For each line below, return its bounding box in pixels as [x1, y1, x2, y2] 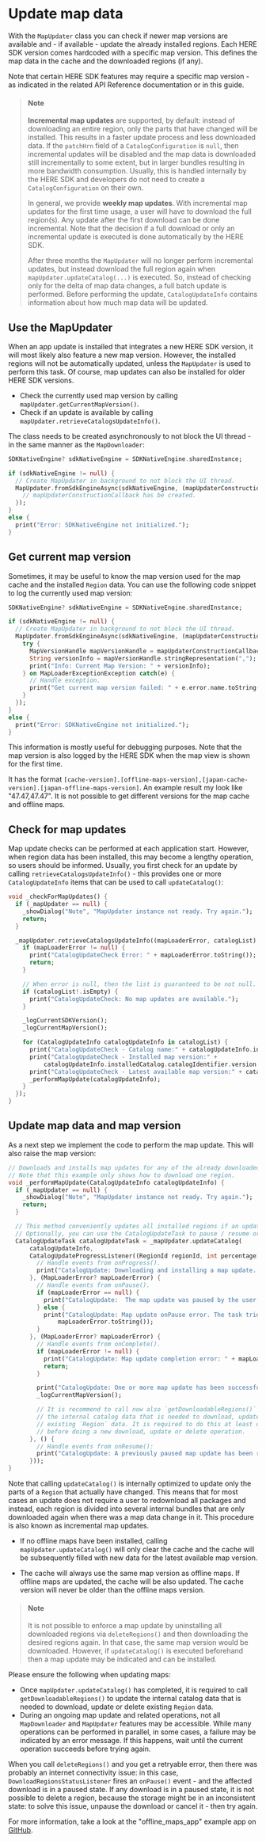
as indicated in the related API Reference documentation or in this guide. [8, 80, 245, 89]
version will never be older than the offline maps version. [19, 1585, 206, 1595]
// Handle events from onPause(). [36, 1281, 150, 1289]
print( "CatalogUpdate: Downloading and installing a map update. [36, 1266, 257, 1275]
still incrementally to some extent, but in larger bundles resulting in [27, 158, 245, 167]
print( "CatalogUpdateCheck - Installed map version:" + [28, 1052, 218, 1061]
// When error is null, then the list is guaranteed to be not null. [22, 980, 257, 988]
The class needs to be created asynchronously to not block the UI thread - [8, 431, 252, 440]
